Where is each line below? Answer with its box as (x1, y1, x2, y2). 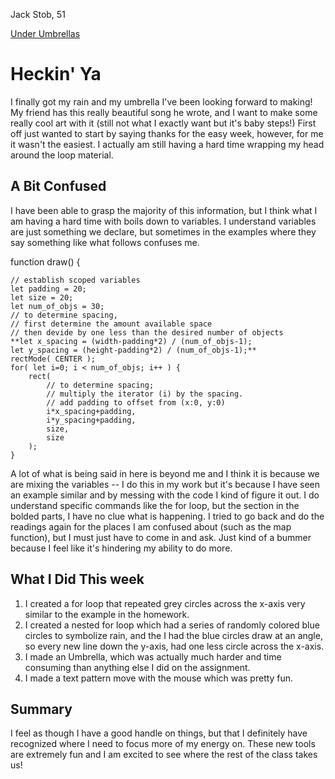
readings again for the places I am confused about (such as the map (10, 520, 292, 533)
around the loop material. (10, 149, 114, 161)
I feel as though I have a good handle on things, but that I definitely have (10, 727, 308, 739)
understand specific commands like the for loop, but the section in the (10, 499, 300, 511)
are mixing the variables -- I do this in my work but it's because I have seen (10, 478, 321, 490)
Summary (10, 700, 73, 718)
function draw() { (10, 255, 81, 268)
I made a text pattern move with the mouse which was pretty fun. (24, 672, 294, 684)
